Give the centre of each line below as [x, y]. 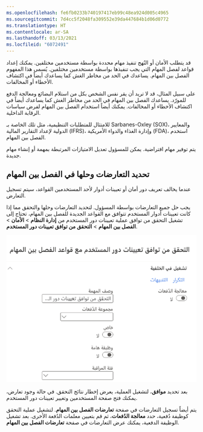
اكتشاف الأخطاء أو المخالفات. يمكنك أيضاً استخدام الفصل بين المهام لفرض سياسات [99, 106]
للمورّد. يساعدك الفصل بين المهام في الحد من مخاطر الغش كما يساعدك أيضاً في [96, 100]
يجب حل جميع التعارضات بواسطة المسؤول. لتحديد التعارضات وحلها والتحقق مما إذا [98, 207]
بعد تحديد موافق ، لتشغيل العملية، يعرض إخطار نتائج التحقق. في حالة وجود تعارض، [97, 391]
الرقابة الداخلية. [24, 113]
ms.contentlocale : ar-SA [37, 32]
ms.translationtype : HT [36, 25]
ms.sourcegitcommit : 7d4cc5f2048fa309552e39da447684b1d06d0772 [88, 19]
